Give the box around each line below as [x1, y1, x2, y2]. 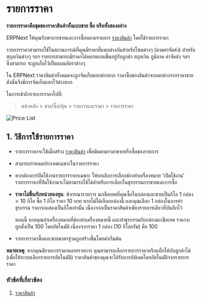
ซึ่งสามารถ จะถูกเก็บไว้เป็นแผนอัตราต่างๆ [6, 59, 85, 67]
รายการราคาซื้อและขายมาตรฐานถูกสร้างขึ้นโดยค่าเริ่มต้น [14, 235, 122, 242]
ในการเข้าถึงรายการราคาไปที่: [6, 90, 63, 97]
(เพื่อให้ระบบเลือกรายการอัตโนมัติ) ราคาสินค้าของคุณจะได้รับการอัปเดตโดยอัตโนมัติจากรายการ [6, 253, 189, 261]
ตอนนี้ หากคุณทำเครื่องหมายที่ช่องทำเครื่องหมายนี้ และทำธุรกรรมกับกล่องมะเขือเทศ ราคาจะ [14, 216, 191, 223]
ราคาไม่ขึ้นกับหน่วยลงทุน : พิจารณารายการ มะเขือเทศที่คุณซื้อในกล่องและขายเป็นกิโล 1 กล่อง [14, 190, 194, 198]
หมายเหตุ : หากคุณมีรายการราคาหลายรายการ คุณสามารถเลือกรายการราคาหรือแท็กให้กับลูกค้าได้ [6, 247, 191, 254]
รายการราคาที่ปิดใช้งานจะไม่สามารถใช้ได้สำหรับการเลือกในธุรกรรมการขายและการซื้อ [14, 178, 178, 186]
